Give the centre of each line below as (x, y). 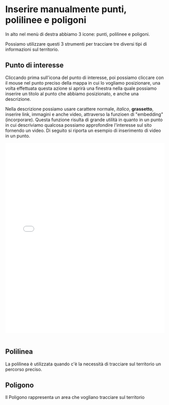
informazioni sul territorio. (32, 49)
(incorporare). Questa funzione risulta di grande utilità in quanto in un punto (84, 120)
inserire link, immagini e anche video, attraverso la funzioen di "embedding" (84, 114)
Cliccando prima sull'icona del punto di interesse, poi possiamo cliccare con (85, 78)
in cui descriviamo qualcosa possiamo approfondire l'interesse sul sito (78, 125)
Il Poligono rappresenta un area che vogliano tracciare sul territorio (75, 397)
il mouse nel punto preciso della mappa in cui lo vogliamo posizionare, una (83, 83)
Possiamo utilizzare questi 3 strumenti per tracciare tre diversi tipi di (76, 44)
